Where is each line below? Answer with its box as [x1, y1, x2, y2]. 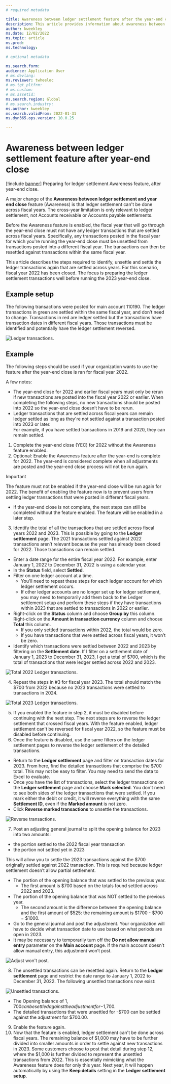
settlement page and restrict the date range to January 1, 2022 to [13, 972, 151, 979]
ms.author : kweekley [6, 106, 50, 111]
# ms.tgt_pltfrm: [6, 83, 43, 88]
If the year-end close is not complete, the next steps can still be [13, 504, 147, 510]
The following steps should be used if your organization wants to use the [6, 363, 158, 370]
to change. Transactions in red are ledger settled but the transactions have [6, 314, 162, 320]
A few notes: [6, 378, 32, 385]
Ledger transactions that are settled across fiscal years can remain [13, 410, 153, 416]
